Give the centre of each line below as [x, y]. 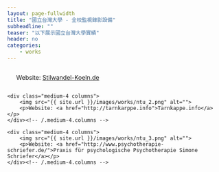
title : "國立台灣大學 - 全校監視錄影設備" [61, 20]
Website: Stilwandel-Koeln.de [58, 77]
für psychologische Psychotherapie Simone [136, 150]
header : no [23, 39]
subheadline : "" [30, 26]
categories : [24, 45]
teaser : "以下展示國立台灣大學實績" [53, 33]
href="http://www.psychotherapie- [115, 144]
